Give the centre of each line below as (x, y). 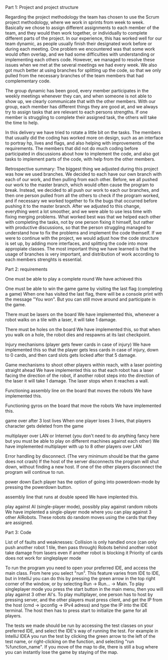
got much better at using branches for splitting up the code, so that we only (83, 70)
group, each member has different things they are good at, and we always (81, 107)
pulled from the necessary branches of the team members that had (74, 76)
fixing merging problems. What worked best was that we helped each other (83, 217)
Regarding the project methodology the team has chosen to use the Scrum (82, 17)
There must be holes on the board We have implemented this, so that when (83, 329)
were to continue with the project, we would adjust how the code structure (82, 238)
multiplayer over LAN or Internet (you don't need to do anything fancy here (82, 436)
